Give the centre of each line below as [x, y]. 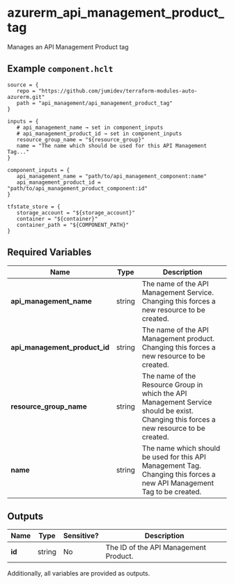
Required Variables [49, 252]
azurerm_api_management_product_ [116, 13]
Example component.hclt [60, 69]
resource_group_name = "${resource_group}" [80, 140]
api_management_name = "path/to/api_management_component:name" [112, 176]
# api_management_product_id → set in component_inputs [99, 134]
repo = [26, 91]
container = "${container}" [57, 219]
